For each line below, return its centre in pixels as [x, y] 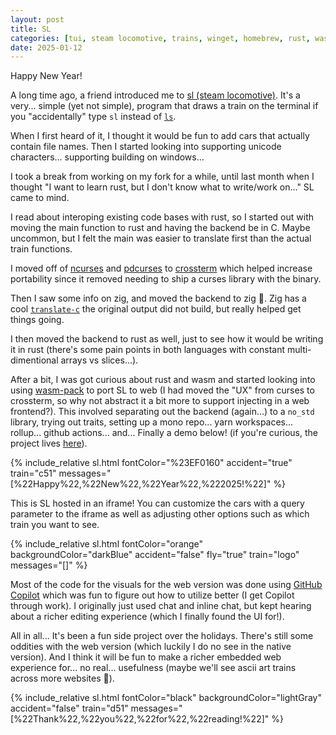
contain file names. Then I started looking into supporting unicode [146, 147]
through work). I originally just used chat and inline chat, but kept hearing [161, 606]
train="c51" [33, 473]
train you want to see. [55, 525]
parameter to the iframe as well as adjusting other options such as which [160, 514]
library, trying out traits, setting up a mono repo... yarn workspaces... [152, 422]
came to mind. [40, 198]
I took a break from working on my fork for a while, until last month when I [162, 177]
